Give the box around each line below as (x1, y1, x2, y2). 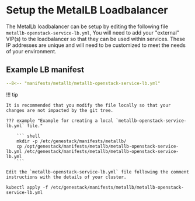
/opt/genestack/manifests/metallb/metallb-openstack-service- (24, 143, 179, 149)
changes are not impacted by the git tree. (6, 107, 114, 113)
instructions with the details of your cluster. (6, 174, 127, 180)
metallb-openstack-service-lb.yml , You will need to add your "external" (6, 29, 180, 36)
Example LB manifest (6, 65, 85, 75)
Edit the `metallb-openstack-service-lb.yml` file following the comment (6, 169, 190, 175)
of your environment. (6, 47, 57, 54)
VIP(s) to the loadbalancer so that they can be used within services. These (6, 35, 186, 42)
